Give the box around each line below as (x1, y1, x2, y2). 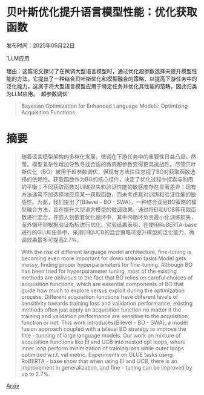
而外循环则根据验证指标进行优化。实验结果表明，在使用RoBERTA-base (21, 221, 197, 228)
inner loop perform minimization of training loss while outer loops (21, 344, 184, 351)
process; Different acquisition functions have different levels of (21, 293, 179, 300)
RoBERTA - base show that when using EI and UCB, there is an (21, 357, 177, 365)
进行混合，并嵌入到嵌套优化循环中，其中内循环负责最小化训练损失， (26, 213, 197, 221)
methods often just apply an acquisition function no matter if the (21, 306, 182, 313)
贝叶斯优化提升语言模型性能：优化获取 (6, 5, 198, 19)
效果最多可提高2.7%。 (26, 236, 82, 243)
